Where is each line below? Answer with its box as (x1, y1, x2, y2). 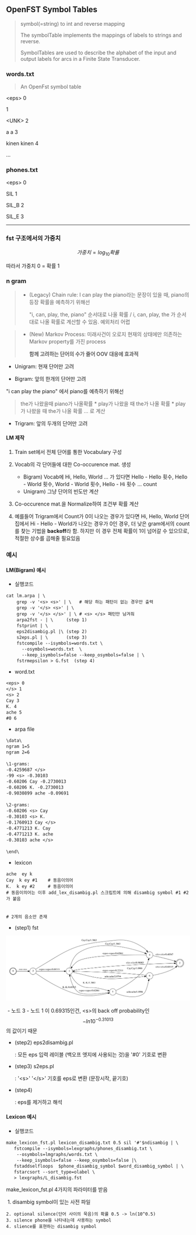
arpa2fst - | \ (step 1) (16, 617, 87, 623)
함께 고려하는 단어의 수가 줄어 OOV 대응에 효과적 (29, 350, 139, 357)
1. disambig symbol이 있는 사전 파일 (7, 1198, 91, 1205)
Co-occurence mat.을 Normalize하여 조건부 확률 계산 (14, 500, 139, 507)
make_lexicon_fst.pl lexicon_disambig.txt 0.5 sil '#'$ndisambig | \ (6, 1140, 179, 1145)
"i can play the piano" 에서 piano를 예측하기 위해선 (6, 387, 124, 394)
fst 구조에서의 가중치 (6, 234, 61, 242)
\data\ (6, 738, 22, 744)
